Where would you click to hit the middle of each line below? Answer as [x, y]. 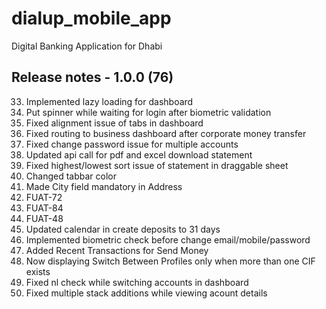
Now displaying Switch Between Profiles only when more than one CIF [170, 261]
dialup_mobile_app [91, 18]
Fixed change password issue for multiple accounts [132, 144]
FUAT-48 [44, 218]
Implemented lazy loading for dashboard [109, 101]
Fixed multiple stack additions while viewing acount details [146, 293]
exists [38, 271]
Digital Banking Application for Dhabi [87, 46]
